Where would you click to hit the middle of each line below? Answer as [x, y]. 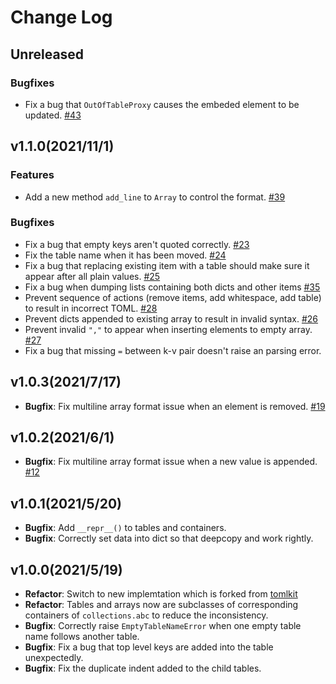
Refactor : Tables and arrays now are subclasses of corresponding [161, 605]
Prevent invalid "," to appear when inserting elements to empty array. [168, 329]
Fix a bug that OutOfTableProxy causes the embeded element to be [162, 104]
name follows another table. [82, 637]
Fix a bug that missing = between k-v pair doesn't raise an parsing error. [173, 350]
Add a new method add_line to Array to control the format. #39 [155, 197]
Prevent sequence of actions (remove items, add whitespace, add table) [173, 297]
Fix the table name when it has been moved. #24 [125, 255]
